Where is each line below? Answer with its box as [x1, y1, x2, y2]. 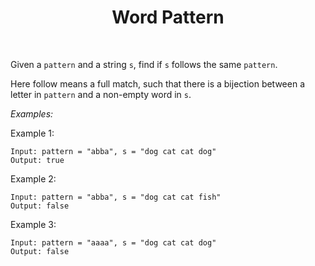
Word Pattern [111, 6, 225, 29]
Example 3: [10, 218, 57, 230]
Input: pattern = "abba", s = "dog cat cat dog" [10, 146, 217, 156]
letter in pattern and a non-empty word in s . [10, 88, 192, 100]
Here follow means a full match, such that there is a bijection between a [10, 77, 306, 90]
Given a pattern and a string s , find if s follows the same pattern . [10, 58, 278, 70]
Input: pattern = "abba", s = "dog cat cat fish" [10, 192, 222, 202]
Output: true [10, 155, 65, 165]
